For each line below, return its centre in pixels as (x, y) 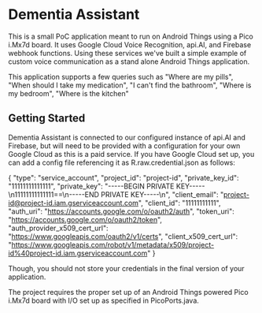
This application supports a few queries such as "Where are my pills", (121, 76)
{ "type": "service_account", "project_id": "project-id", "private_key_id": (124, 177)
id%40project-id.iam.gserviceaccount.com (78, 253)
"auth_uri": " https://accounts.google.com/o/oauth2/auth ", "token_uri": (121, 211)
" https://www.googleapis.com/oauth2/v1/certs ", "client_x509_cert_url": (123, 236)
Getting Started (47, 119)
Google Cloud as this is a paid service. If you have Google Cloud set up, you (131, 154)
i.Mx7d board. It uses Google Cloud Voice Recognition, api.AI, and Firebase (130, 44)
